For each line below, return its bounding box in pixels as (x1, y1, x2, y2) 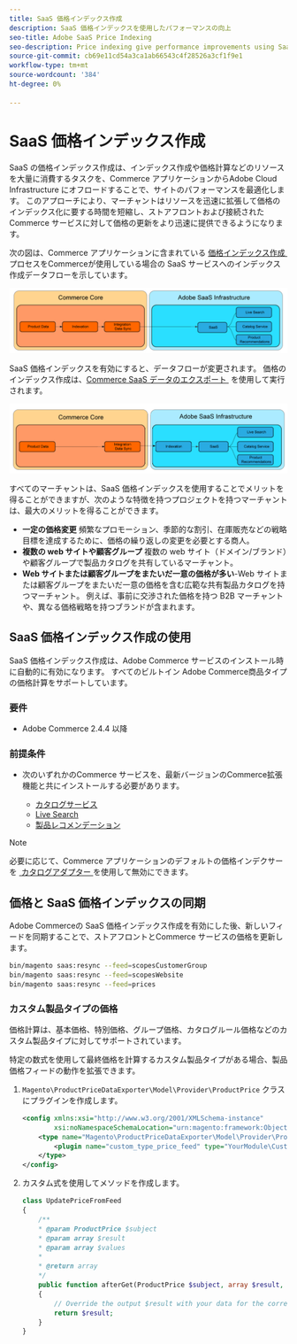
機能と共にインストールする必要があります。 (21, 780, 185, 792)
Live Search (34, 809, 80, 820)
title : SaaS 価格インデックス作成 (9, 14, 123, 23)
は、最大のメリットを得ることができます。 (9, 505, 164, 515)
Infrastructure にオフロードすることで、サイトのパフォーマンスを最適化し (9, 184, 278, 195)
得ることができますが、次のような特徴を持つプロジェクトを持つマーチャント (9, 494, 288, 505)
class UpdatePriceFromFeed (21, 1196, 122, 1206)
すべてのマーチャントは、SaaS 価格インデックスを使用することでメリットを (9, 483, 285, 493)
